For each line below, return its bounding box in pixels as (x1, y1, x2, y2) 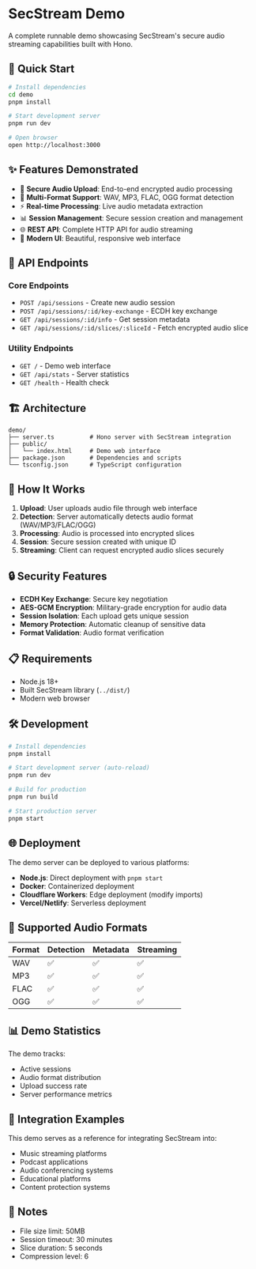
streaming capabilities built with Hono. (8, 39, 133, 48)
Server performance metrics (19, 1090, 112, 1099)
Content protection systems (19, 1182, 111, 1192)
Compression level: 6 (19, 1251, 89, 1261)
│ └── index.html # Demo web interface (8, 448, 160, 455)
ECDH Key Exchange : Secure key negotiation (19, 595, 168, 604)
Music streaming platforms (19, 1148, 107, 1158)
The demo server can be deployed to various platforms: (8, 857, 190, 867)
